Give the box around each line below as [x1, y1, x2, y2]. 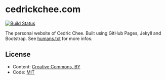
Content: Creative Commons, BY [12, 63, 81, 69]
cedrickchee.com [5, 4, 81, 15]
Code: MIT [12, 69, 35, 75]
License [5, 50, 31, 59]
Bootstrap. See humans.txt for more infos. [5, 35, 93, 42]
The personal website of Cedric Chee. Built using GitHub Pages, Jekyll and [5, 30, 161, 36]
